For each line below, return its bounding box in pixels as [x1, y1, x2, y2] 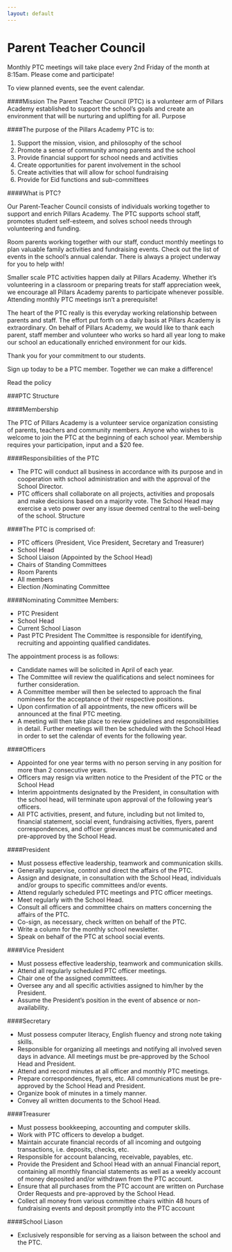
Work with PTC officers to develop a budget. [17, 1130, 144, 1138]
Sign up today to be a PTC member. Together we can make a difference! [7, 365, 213, 373]
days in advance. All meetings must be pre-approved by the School [17, 1052, 210, 1060]
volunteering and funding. [7, 224, 81, 233]
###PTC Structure [7, 392, 60, 400]
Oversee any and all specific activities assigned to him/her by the [17, 981, 204, 990]
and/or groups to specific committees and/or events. [17, 880, 168, 889]
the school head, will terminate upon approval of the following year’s [17, 795, 213, 804]
